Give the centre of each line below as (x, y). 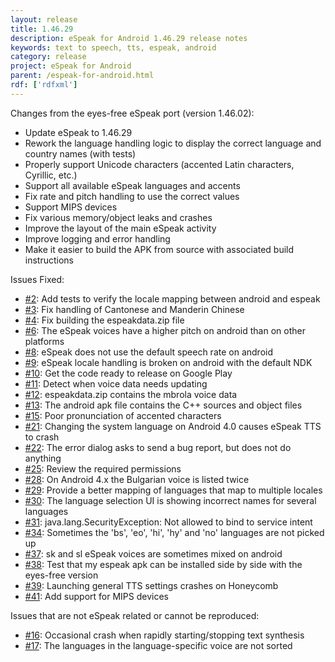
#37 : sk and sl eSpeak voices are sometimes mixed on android (153, 553)
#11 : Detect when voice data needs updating (116, 383)
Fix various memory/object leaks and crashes (118, 217)
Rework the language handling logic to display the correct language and (173, 143)
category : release (48, 57)
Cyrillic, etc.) (51, 175)
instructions (49, 260)
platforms (44, 341)
